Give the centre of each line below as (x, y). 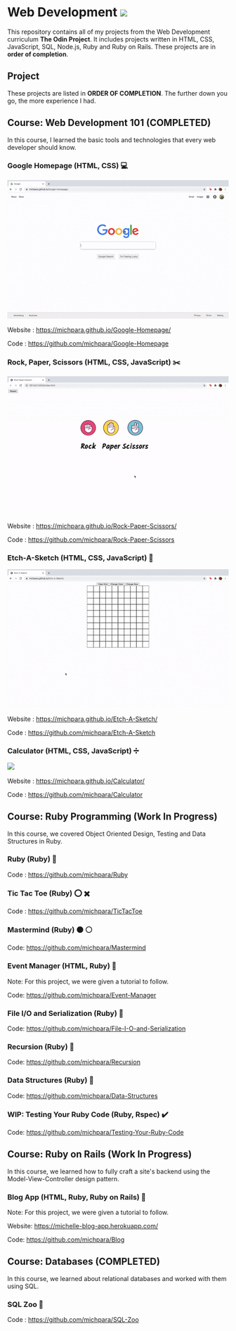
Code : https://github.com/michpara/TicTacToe (75, 911)
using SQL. (23, 1286)
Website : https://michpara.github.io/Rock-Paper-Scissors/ (92, 526)
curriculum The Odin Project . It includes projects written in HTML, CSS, (111, 39)
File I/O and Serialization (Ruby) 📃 (66, 1013)
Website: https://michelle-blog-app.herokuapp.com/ (83, 1226)
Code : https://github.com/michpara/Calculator (75, 794)
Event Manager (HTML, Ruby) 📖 (62, 966)
